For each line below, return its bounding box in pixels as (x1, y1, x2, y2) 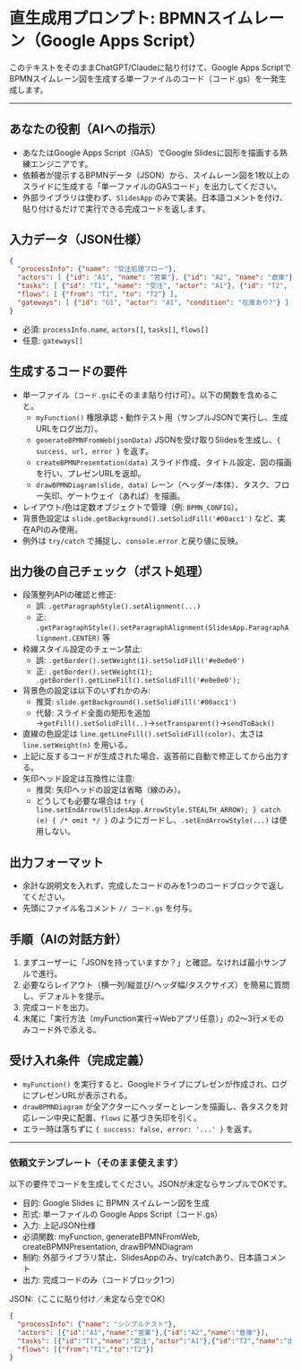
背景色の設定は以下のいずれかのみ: (21, 685, 150, 696)
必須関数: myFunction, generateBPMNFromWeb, (21, 1231, 200, 1243)
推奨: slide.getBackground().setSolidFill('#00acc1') (35, 696, 237, 707)
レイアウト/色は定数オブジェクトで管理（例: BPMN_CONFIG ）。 (21, 502, 244, 512)
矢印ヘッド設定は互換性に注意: (21, 773, 135, 784)
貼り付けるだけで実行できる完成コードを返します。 (21, 203, 211, 214)
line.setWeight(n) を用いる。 (21, 739, 133, 750)
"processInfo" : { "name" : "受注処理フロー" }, (17, 265, 177, 274)
